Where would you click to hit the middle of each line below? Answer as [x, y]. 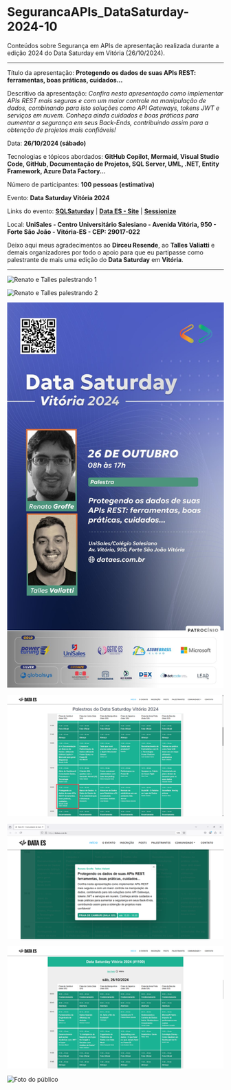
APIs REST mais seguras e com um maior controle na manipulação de [107, 100]
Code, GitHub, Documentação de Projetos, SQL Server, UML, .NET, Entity [113, 164]
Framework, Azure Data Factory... [57, 171]
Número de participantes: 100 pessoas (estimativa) [81, 184]
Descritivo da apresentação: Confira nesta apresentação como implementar [115, 93]
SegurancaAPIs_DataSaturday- [98, 12]
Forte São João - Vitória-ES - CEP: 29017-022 [74, 232]
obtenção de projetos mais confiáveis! [62, 130]
